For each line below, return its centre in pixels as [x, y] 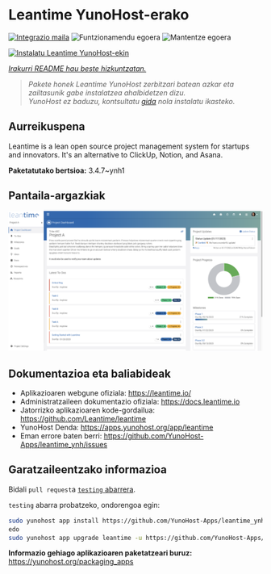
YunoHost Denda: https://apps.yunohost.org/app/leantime [117, 427]
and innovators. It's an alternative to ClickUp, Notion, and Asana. [116, 154]
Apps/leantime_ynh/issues [63, 444]
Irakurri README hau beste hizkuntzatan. [77, 68]
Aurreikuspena [47, 127]
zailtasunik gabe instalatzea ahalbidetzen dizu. [107, 92]
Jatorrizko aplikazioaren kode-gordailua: [88, 410]
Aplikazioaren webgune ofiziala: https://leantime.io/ [106, 392]
